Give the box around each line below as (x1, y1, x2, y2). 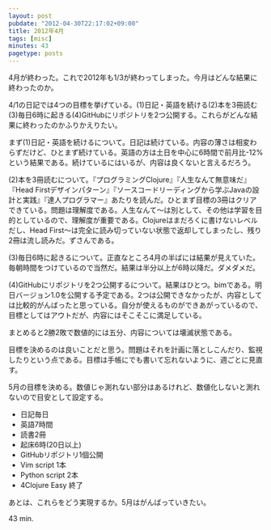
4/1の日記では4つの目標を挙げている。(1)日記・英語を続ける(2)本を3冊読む (8, 100, 258, 109)
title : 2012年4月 (8, 27, 65, 35)
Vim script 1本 (19, 460, 67, 469)
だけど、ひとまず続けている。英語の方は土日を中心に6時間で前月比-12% (22, 147, 264, 157)
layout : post (8, 11, 53, 20)
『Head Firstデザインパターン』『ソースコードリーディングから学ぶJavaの (8, 185, 252, 194)
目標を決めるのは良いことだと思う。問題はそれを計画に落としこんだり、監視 (8, 345, 263, 354)
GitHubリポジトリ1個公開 (19, 450, 104, 460)
